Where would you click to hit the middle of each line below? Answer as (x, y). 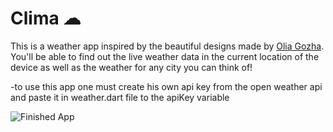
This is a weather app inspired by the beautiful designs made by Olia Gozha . (167, 46)
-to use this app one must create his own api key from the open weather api (166, 86)
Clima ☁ (46, 18)
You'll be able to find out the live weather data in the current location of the (165, 56)
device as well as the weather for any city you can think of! (131, 67)
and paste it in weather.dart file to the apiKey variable (120, 97)
